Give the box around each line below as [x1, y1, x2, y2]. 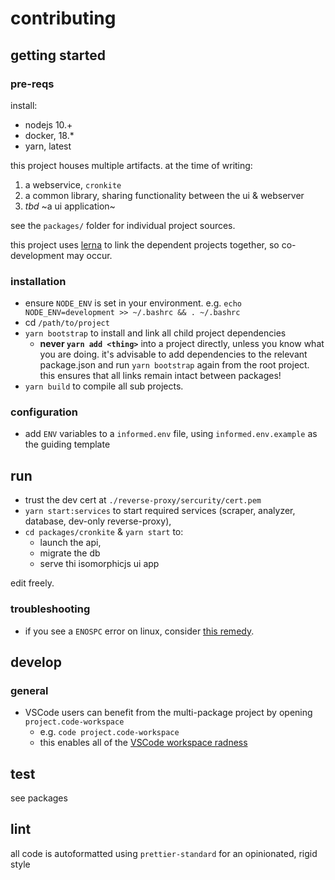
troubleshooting [10, 602, 91, 616]
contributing [10, 7, 117, 30]
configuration [10, 405, 79, 419]
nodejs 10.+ [24, 118, 73, 131]
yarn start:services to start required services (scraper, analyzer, [24, 505, 296, 517]
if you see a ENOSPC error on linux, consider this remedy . [24, 625, 255, 637]
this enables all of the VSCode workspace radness [39, 737, 248, 749]
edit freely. [10, 577, 55, 589]
